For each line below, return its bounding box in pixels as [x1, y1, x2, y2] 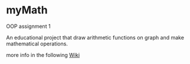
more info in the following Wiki [6, 51, 80, 58]
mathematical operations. [6, 40, 68, 47]
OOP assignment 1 [6, 23, 51, 30]
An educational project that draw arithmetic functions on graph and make [6, 34, 185, 41]
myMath [6, 3, 48, 17]
